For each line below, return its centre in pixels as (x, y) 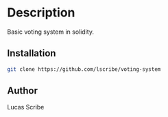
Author (22, 91)
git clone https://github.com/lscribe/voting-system (84, 69)
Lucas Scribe (26, 107)
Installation (32, 53)
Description (41, 13)
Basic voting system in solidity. (51, 32)
